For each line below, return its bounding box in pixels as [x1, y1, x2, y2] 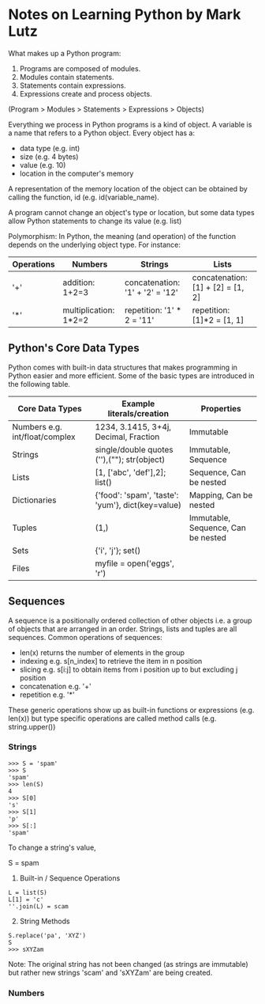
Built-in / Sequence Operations [19, 873, 121, 883]
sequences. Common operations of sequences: [8, 632, 163, 642]
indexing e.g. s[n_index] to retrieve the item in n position [19, 656, 203, 665]
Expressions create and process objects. [19, 89, 152, 98]
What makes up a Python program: [8, 48, 121, 58]
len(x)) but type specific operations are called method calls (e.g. [8, 714, 217, 723]
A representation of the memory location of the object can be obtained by [8, 184, 248, 193]
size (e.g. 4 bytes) [19, 152, 79, 161]
